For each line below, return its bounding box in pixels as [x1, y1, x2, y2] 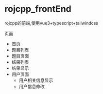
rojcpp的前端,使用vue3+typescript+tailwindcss [4, 20, 98, 26]
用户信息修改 [18, 83, 45, 89]
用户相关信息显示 [18, 77, 53, 83]
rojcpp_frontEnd [4, 3, 71, 15]
